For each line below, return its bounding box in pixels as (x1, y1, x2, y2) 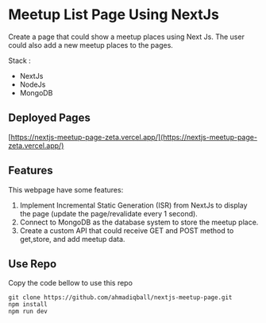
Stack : (8, 56, 32, 65)
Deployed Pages (8, 111, 91, 125)
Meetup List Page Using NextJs (8, 6, 220, 24)
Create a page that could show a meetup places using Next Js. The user (8, 32, 245, 41)
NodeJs (19, 80, 46, 89)
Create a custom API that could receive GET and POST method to (19, 225, 234, 235)
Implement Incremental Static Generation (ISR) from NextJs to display (19, 200, 248, 210)
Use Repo (8, 257, 57, 270)
